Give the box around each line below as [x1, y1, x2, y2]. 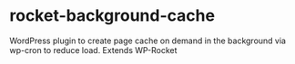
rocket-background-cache [9, 5, 216, 26]
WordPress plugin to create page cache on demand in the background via [9, 35, 287, 46]
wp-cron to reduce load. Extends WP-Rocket [9, 44, 178, 55]
